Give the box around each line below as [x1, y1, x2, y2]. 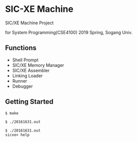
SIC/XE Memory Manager [12, 62, 65, 68]
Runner [12, 78, 28, 84]
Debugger [12, 83, 33, 89]
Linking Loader [12, 73, 43, 79]
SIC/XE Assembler [12, 67, 50, 73]
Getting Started [5, 97, 54, 106]
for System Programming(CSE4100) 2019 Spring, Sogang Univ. [5, 29, 133, 35]
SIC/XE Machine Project [5, 20, 54, 26]
